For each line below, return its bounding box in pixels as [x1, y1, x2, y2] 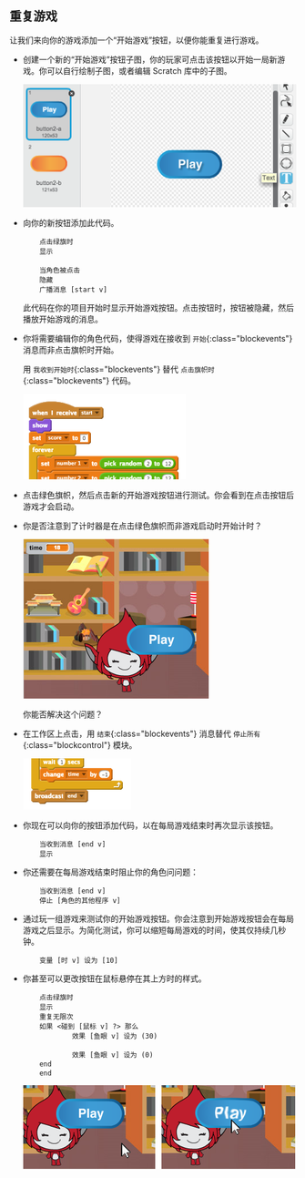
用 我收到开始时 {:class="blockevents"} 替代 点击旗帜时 [22, 364, 216, 375]
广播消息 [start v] [39, 285, 107, 294]
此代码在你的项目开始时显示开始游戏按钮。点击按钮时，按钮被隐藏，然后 [22, 302, 294, 313]
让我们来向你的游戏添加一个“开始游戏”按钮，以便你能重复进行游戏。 [9, 35, 264, 46]
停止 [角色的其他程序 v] [39, 896, 121, 906]
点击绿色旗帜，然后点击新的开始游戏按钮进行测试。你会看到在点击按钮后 [22, 490, 294, 501]
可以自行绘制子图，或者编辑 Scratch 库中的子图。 [46, 65, 232, 76]
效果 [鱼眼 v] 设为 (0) [71, 1050, 154, 1060]
